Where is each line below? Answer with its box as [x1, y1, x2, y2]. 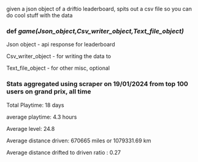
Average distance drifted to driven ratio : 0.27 [6, 149, 121, 156]
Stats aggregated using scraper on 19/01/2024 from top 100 [6, 79, 189, 88]
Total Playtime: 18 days [6, 101, 64, 109]
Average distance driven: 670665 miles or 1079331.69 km [6, 137, 151, 144]
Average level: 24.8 [6, 125, 55, 132]
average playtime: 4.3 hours [6, 113, 77, 120]
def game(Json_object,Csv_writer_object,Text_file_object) [6, 27, 184, 35]
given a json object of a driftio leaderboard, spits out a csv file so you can [6, 6, 192, 12]
